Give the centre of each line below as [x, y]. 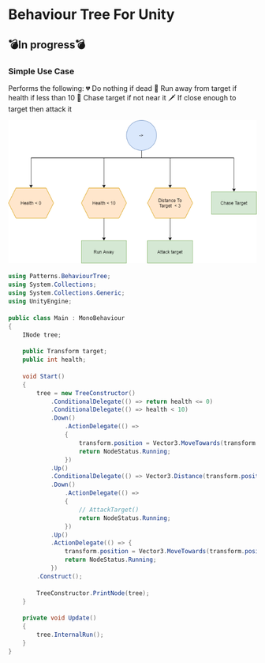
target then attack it [40, 109]
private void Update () [60, 618]
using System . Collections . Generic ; [67, 293]
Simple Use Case [41, 71]
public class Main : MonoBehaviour [67, 318]
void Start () [44, 376]
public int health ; [54, 360]
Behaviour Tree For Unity [91, 15]
